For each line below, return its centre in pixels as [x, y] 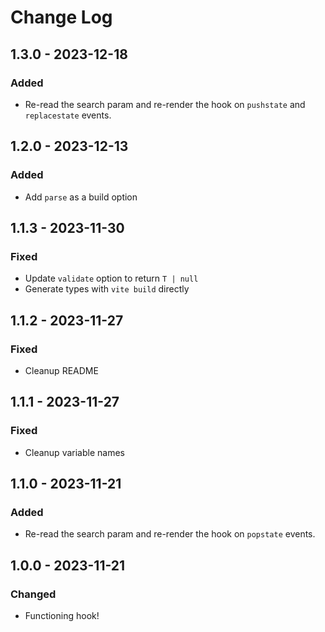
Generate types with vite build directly [107, 289]
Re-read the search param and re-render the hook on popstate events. [170, 534]
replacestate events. [68, 115]
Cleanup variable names [74, 452]
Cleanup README [61, 370]
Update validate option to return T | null [111, 278]
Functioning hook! [62, 615]
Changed [33, 594]
